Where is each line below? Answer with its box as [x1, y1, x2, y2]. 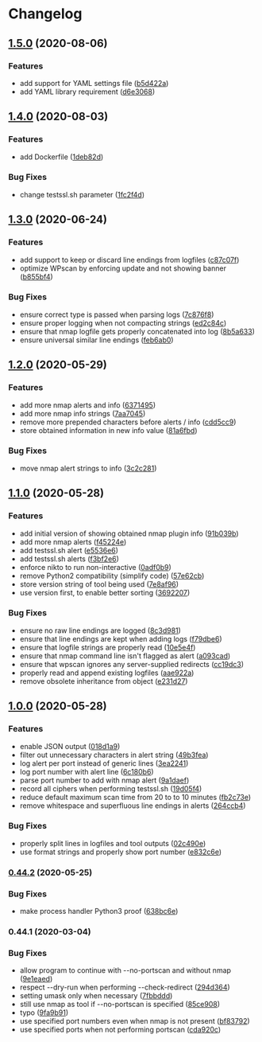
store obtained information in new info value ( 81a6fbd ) [19, 425, 198, 435]
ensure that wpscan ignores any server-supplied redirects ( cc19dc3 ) [19, 659, 245, 669]
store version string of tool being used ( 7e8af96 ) [19, 579, 179, 589]
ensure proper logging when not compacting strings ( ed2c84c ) [19, 318, 227, 327]
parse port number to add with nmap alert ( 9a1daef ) [19, 775, 190, 785]
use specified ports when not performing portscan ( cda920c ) [19, 1024, 222, 1035]
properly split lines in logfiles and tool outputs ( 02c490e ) [19, 838, 206, 848]
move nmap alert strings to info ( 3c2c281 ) [19, 463, 157, 473]
